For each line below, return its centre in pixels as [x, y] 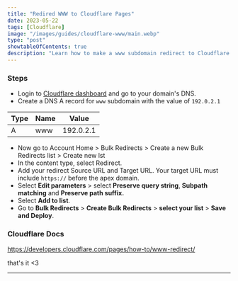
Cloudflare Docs [36, 234]
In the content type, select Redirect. [70, 163]
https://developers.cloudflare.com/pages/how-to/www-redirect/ [101, 249]
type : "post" [27, 40]
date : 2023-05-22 [33, 21]
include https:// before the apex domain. [78, 178]
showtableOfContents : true [47, 47]
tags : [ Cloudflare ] [36, 27]
